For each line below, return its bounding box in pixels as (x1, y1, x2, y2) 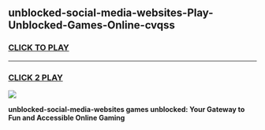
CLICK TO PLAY (8, 43, 69, 54)
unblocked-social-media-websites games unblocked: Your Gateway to (8, 104, 245, 113)
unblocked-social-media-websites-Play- (8, 6, 214, 20)
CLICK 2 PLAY (8, 72, 63, 83)
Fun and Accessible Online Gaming (8, 113, 125, 122)
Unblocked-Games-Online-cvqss (8, 19, 176, 32)
